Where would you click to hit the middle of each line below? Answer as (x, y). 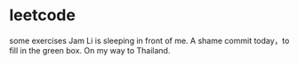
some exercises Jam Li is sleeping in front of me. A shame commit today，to (149, 40)
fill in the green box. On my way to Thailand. (90, 50)
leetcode (42, 15)
